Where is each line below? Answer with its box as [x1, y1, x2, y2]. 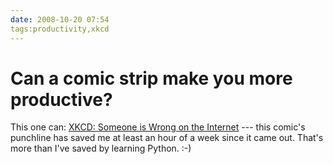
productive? [10, 88, 113, 111]
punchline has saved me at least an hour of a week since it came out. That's [10, 132, 324, 144]
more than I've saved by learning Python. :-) [10, 142, 192, 155]
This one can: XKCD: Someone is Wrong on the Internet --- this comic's [10, 121, 306, 133]
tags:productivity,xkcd [10, 24, 110, 34]
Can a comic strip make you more [10, 67, 293, 90]
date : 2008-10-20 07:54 [10, 14, 110, 25]
